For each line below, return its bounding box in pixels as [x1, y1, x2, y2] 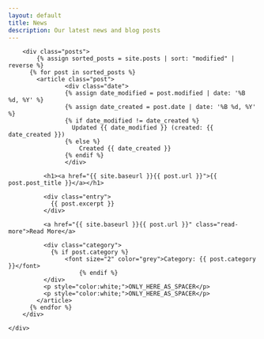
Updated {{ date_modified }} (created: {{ [71, 124, 214, 132]
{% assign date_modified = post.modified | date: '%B [64, 89, 246, 97]
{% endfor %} [28, 303, 73, 312]
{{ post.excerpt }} [50, 200, 115, 208]
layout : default [8, 11, 62, 20]
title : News [8, 19, 47, 27]
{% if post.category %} [50, 248, 129, 257]
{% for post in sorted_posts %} [28, 69, 136, 77]
